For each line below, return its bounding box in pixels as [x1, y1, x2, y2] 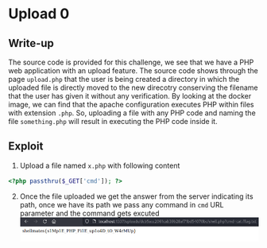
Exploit [8, 140, 44, 153]
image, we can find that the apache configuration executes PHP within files [8, 100, 254, 109]
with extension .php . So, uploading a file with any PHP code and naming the [8, 108, 256, 118]
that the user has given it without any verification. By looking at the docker [8, 91, 252, 100]
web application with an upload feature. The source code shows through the [8, 66, 258, 76]
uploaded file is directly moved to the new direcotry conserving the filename [8, 83, 258, 92]
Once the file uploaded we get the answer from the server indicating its [19, 192, 253, 201]
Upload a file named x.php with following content [19, 161, 180, 170]
